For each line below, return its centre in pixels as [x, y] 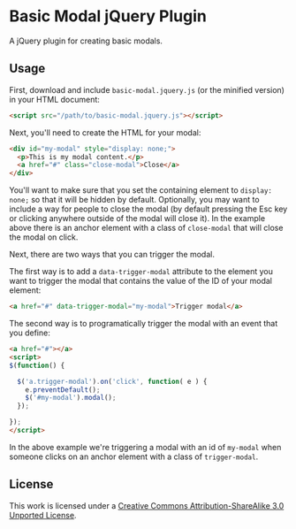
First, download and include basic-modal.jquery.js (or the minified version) [147, 89]
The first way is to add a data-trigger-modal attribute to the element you [141, 272]
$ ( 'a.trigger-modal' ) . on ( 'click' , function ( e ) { [112, 381]
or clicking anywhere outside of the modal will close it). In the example [137, 218]
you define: [30, 333]
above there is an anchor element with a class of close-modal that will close [146, 228]
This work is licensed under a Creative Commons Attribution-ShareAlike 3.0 [147, 505]
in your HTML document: [54, 99]
